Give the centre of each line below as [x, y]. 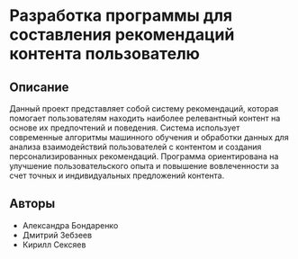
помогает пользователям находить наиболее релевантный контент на [145, 118]
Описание [39, 87]
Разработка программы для [121, 16]
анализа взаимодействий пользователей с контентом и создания [135, 147]
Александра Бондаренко [70, 225]
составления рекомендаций [122, 35]
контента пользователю [105, 54]
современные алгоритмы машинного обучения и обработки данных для [149, 137]
